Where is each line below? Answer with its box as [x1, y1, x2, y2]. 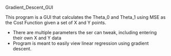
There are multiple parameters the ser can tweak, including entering [12, 30, 157, 35]
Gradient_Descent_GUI [5, 5, 53, 10]
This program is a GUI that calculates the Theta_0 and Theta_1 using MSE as [5, 14, 166, 20]
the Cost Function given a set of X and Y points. [5, 20, 106, 25]
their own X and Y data [12, 35, 62, 41]
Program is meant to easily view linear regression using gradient [12, 40, 149, 46]
